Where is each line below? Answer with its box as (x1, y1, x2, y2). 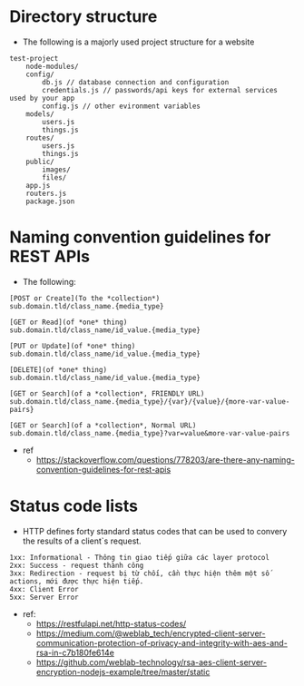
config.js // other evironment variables (42, 102, 201, 111)
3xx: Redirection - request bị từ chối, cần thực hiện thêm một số (9, 569, 270, 578)
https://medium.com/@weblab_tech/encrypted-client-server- (35, 628, 266, 639)
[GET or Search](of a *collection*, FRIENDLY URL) (9, 388, 205, 398)
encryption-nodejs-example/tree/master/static (35, 666, 211, 677)
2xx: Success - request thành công (9, 561, 144, 570)
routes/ (25, 133, 54, 142)
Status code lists (9, 496, 139, 516)
